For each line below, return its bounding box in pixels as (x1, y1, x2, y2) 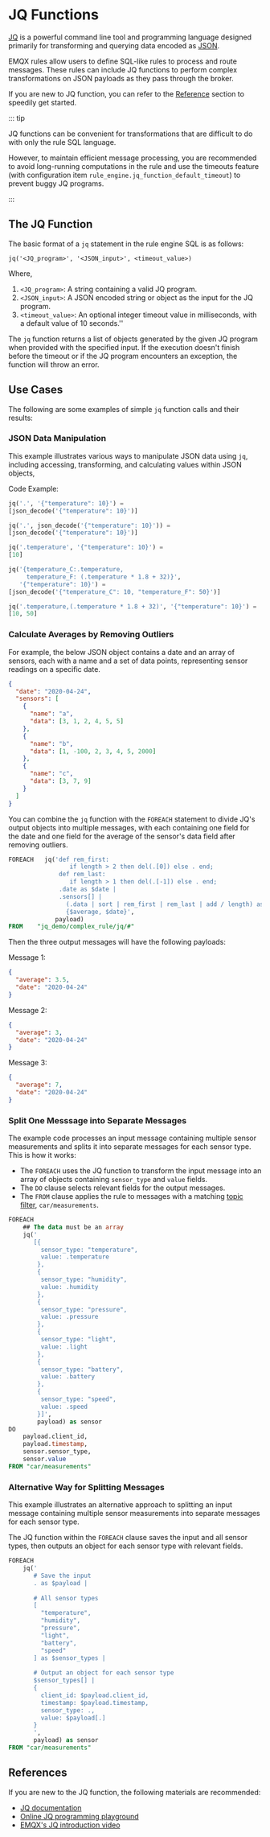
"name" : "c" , (29, 770, 74, 778)
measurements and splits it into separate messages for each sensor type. (8, 1142, 252, 1151)
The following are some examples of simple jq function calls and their (8, 404, 239, 414)
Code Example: (8, 484, 59, 493)
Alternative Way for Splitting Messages (8, 1481, 165, 1493)
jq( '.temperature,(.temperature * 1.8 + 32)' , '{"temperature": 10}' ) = (8, 602, 257, 611)
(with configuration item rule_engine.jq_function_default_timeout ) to (8, 170, 241, 179)
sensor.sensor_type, (22, 1448, 92, 1456)
